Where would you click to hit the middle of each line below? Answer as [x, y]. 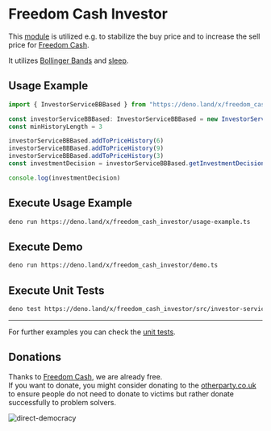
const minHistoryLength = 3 [56, 126]
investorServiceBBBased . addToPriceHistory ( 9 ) [86, 149]
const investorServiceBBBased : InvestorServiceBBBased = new [113, 119]
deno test [25, 309]
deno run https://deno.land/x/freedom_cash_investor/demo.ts [113, 265]
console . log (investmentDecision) [65, 178]
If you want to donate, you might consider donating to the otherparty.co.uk [132, 385]
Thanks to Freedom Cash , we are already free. [85, 376]
